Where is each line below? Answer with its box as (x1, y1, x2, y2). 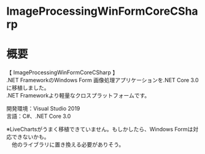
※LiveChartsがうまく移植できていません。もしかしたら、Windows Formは (6, 126, 193, 133)
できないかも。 (11, 133, 50, 141)
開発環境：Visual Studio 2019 (6, 105, 80, 112)
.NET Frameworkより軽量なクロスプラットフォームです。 (6, 92, 150, 99)
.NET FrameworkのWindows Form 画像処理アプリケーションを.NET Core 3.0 (6, 77, 199, 84)
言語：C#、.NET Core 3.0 (6, 112, 71, 120)
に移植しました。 (6, 84, 50, 91)
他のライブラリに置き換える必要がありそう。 (11, 141, 125, 148)
